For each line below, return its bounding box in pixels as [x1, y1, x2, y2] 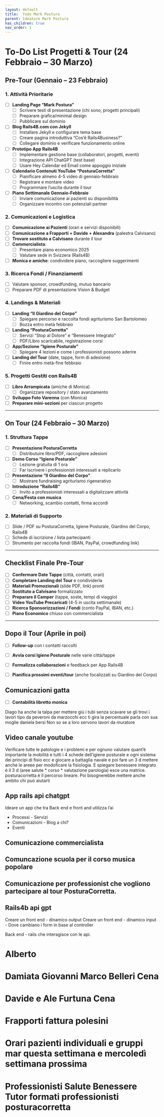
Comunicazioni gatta [5, 686, 70, 695]
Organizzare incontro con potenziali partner [19, 201, 107, 207]
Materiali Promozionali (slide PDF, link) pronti [12, 583, 104, 589]
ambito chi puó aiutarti [5, 777, 50, 784]
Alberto [5, 948, 37, 959]
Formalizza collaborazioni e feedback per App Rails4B [12, 662, 123, 668]
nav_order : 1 [5, 25, 32, 30]
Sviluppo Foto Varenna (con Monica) [12, 394, 87, 400]
